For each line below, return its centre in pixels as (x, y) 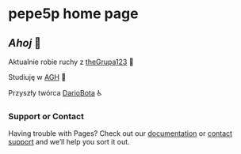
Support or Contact (46, 116)
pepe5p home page (73, 14)
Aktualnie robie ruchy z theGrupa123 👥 (71, 62)
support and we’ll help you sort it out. (69, 142)
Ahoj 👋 (25, 43)
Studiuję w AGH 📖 (37, 77)
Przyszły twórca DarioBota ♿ (55, 93)
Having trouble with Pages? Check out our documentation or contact (120, 133)
